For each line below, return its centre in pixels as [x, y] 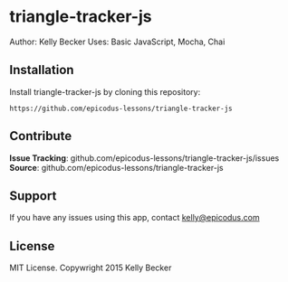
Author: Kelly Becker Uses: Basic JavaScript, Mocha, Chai [117, 42]
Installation [42, 70]
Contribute [41, 136]
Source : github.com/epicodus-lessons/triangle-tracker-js [116, 167]
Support [33, 196]
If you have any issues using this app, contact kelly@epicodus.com [134, 218]
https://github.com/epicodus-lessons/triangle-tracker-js [121, 108]
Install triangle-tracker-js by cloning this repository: [105, 91]
